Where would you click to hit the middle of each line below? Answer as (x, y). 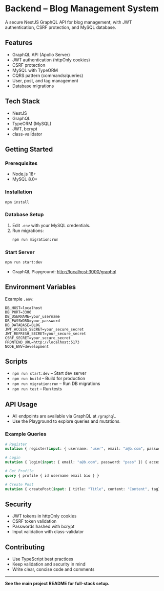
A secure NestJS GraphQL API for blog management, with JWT (69, 22)
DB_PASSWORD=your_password (32, 321)
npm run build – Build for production (49, 379)
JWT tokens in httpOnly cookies (44, 516)
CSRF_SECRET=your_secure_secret (38, 338)
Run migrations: (28, 231)
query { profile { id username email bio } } (52, 475)
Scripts (16, 361)
